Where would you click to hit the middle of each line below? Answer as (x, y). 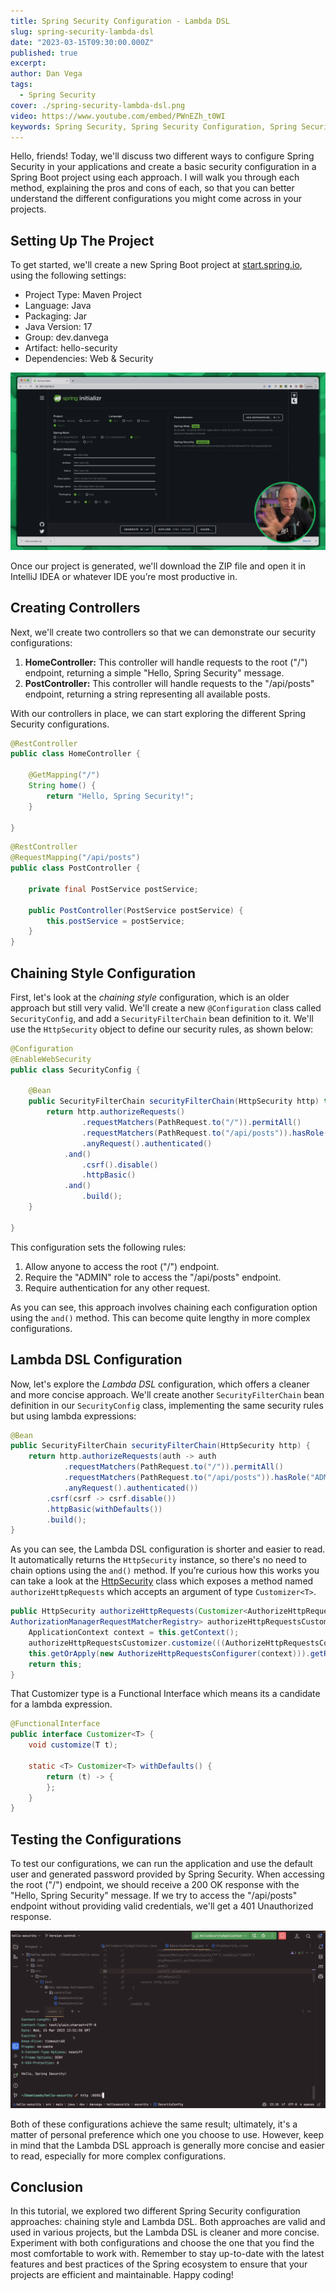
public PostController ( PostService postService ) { (136, 910)
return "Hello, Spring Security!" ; (120, 796)
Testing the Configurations (96, 1839)
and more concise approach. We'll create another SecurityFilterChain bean (167, 1394)
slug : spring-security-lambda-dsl (82, 31)
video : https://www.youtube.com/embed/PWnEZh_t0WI (118, 116)
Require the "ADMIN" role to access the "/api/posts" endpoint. (153, 1277)
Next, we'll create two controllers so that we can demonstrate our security (163, 632)
